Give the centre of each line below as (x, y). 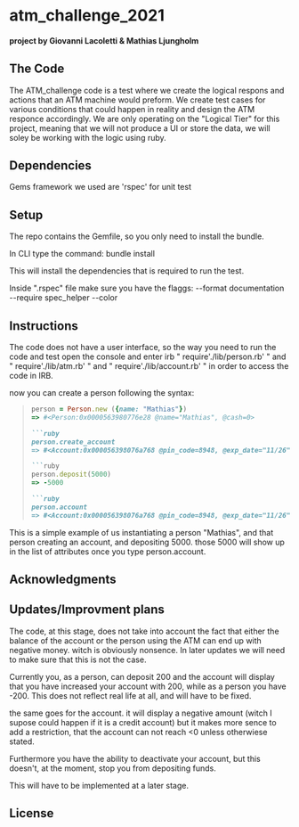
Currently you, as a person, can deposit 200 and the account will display (142, 676)
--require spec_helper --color (64, 298)
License (32, 813)
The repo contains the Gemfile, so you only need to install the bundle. (137, 236)
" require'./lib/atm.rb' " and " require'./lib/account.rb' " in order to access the (149, 366)
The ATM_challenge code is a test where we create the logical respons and (147, 90)
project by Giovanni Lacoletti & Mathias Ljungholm (104, 40)
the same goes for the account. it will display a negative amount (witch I (141, 713)
